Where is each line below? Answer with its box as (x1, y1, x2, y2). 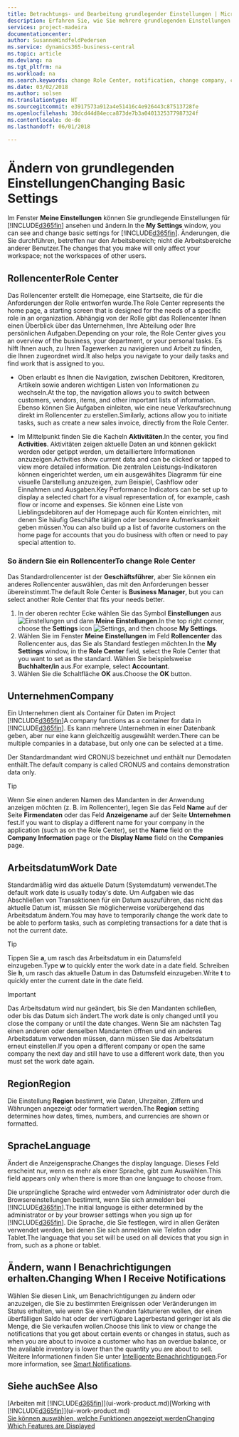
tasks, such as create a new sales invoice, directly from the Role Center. (17, 418, 229, 427)
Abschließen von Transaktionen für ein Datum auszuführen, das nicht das (7, 896, 223, 905)
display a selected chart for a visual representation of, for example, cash (17, 493, 230, 502)
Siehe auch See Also (7, 1380, 98, 1392)
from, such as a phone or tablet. (7, 1240, 102, 1249)
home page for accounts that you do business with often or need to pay (17, 531, 228, 539)
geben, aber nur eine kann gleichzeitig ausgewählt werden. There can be (7, 732, 220, 740)
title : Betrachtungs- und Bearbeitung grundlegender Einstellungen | (7, 10, 218, 18)
